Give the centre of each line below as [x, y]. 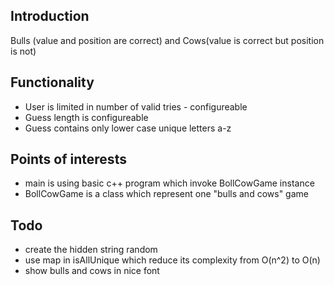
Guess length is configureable [86, 117]
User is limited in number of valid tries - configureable [136, 106]
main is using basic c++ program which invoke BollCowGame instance [169, 183]
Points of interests [68, 159]
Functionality [52, 82]
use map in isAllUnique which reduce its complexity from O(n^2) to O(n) [172, 260]
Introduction [50, 16]
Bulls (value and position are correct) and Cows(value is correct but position [167, 40]
